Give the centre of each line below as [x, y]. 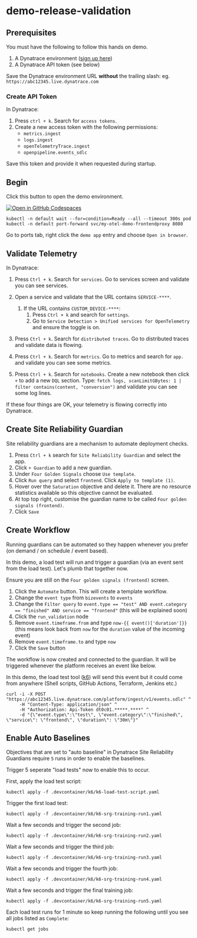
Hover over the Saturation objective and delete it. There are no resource [103, 486]
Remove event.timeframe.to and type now [65, 641]
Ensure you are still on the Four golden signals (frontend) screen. [88, 580]
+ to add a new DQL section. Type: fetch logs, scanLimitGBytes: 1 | [98, 380]
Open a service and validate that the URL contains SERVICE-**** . [93, 297]
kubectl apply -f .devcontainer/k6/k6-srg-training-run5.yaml [84, 901]
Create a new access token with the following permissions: [86, 127]
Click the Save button [40, 648]
